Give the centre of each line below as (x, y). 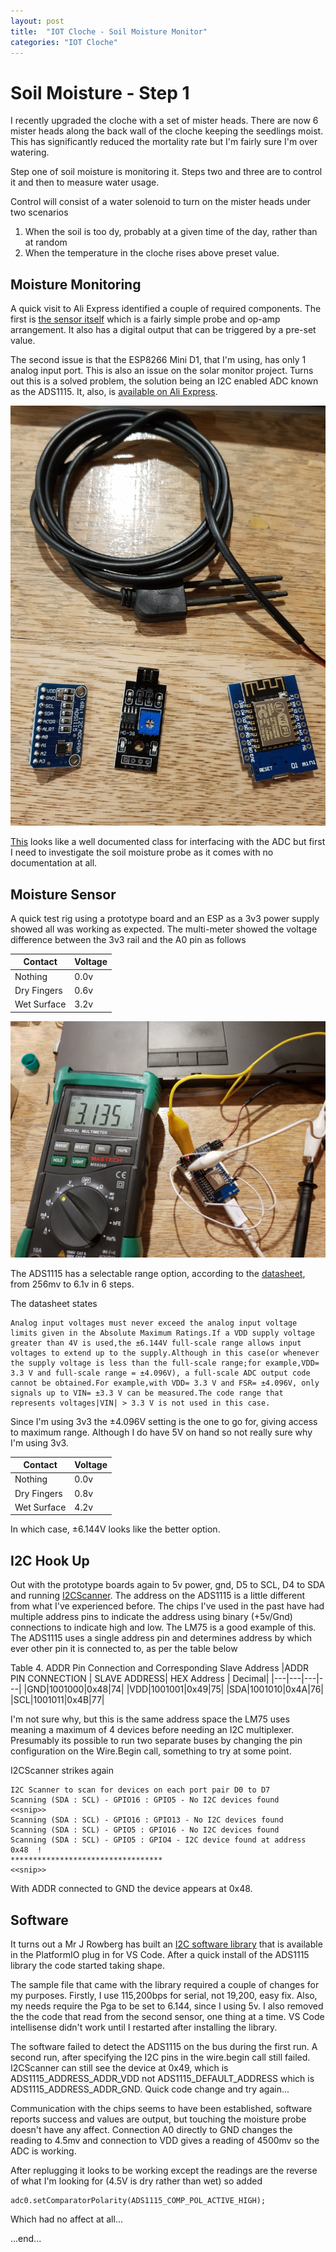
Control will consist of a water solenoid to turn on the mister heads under (161, 202)
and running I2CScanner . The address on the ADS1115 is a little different (158, 1596)
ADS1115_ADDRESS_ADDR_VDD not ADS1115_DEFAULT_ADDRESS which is (162, 2079)
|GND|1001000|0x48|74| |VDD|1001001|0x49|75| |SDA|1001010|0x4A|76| (173, 1689)
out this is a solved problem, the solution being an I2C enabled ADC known (164, 381)
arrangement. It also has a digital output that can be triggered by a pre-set (163, 330)
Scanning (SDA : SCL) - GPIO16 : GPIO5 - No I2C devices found (145, 1800)
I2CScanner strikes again (62, 1771)
